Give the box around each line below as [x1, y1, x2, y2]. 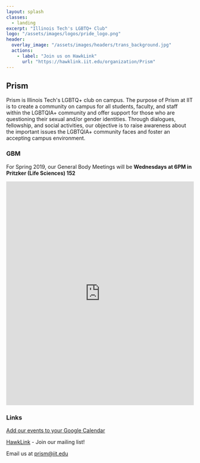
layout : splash [6, 8, 44, 15]
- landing [11, 20, 36, 26]
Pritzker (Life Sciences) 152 [6, 169, 76, 177]
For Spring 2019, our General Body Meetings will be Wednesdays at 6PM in [6, 163, 192, 170]
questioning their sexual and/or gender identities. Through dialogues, [6, 116, 176, 123]
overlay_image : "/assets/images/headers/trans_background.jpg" [11, 42, 171, 48]
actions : [11, 48, 33, 54]
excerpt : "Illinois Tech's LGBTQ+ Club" [6, 25, 108, 32]
